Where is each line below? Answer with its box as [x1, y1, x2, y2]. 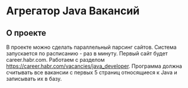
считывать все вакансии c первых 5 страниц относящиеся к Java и [6, 69, 177, 76]
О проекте [6, 28, 46, 38]
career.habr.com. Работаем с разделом [6, 56, 105, 63]
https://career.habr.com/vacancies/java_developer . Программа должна [6, 62, 183, 70]
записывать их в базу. [6, 76, 62, 82]
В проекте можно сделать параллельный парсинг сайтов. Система [6, 43, 177, 51]
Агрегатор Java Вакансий [6, 4, 140, 18]
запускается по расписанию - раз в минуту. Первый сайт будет [6, 50, 168, 57]
